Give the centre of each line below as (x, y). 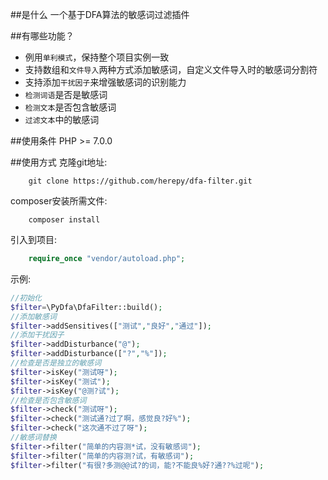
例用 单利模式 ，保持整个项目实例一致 (97, 57)
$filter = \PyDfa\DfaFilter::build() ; (86, 307)
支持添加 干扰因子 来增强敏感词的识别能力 (105, 82)
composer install (64, 220)
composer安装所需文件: (59, 201)
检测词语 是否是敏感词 (66, 94)
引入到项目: (34, 239)
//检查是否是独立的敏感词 (56, 363)
